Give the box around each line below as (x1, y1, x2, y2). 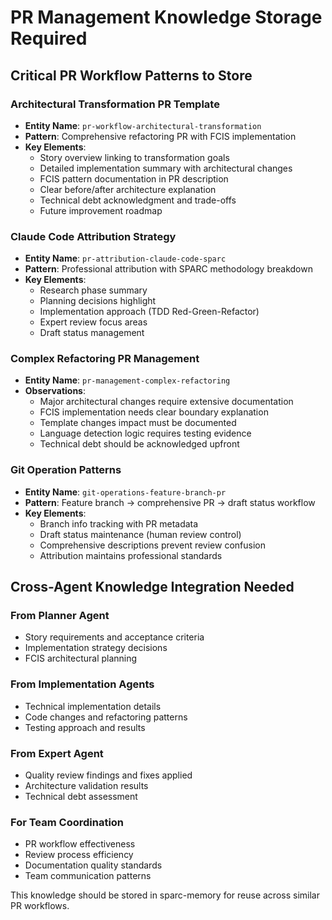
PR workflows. (10, 900, 70, 912)
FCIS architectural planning (24, 652, 138, 665)
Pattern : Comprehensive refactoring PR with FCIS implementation (24, 130, 297, 142)
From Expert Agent (10, 746, 104, 760)
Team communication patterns (24, 870, 152, 882)
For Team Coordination (10, 815, 125, 829)
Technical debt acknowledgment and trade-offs (39, 194, 237, 206)
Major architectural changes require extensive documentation (39, 396, 294, 408)
